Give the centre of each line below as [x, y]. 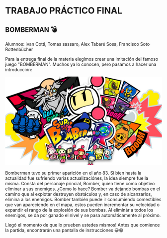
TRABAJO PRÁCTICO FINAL [64, 11]
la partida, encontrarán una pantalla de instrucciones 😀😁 [64, 230]
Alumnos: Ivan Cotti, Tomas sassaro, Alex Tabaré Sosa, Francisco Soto [78, 44]
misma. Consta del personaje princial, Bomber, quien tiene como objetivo [80, 183]
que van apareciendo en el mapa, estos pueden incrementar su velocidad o [83, 205]
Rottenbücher [19, 49]
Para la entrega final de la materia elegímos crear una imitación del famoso [82, 59]
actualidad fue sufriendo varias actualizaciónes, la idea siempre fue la [77, 178]
